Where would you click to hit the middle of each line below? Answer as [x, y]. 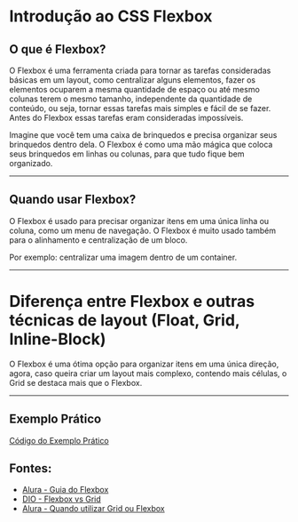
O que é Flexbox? [58, 49]
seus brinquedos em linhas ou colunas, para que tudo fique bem [127, 154]
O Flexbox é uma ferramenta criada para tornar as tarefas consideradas [140, 70]
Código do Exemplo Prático [59, 440]
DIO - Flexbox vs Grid [62, 499]
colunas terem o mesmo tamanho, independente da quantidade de [131, 99]
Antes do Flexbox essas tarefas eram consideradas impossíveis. [126, 118]
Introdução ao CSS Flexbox [111, 16]
